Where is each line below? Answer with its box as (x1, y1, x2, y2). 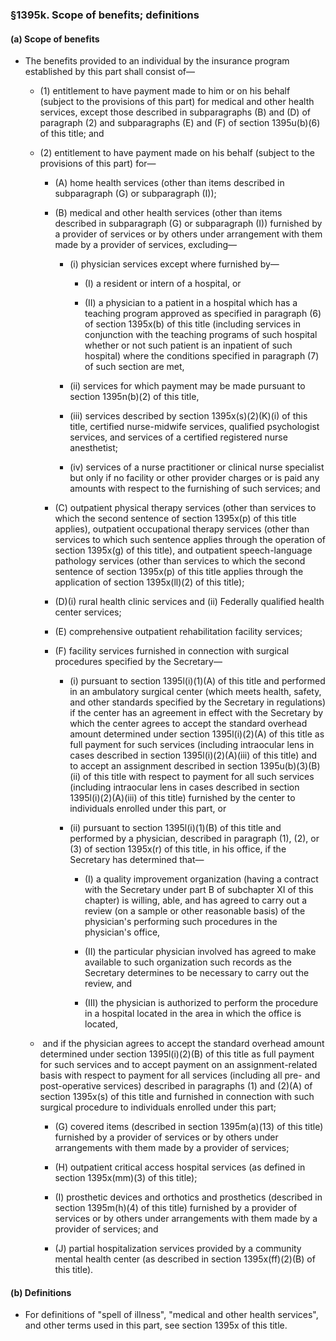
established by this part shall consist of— (24, 66, 195, 78)
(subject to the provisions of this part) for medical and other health (39, 96, 315, 108)
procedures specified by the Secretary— (54, 656, 223, 668)
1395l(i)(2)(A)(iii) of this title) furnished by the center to (69, 792, 296, 804)
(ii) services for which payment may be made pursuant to (69, 380, 306, 392)
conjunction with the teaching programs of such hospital (84, 329, 318, 341)
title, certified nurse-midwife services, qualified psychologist (69, 421, 320, 433)
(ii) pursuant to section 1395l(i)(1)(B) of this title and (69, 822, 282, 834)
